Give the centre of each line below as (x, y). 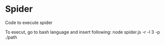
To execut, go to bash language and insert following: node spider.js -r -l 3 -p (82, 32)
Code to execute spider (29, 22)
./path (11, 37)
